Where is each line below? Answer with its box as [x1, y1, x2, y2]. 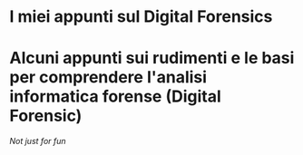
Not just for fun [9, 136, 66, 147]
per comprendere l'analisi [9, 67, 207, 88]
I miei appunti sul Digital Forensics [9, 6, 273, 27]
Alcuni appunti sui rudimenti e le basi [9, 48, 295, 69]
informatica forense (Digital [9, 86, 222, 107]
